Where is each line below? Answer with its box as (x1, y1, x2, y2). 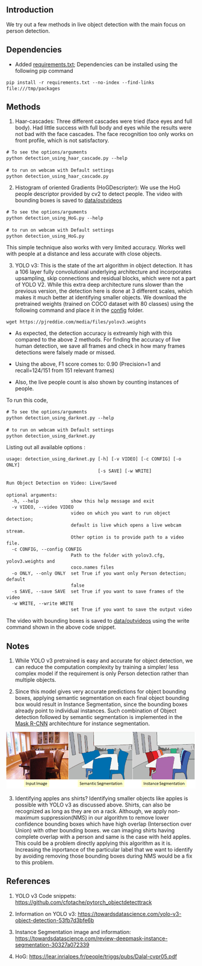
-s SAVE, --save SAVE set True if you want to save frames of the (11, 588, 185, 595)
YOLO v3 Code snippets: (14, 892, 76, 899)
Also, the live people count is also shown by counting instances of (14, 379, 179, 386)
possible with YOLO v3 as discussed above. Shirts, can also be (14, 801, 171, 808)
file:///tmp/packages (6, 86, 61, 92)
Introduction (6, 5, 54, 15)
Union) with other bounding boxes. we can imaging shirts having (14, 826, 175, 834)
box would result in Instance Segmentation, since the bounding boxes (14, 701, 188, 708)
